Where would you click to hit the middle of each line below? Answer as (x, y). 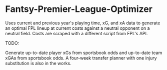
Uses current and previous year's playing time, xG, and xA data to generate (83, 23)
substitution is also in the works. (38, 63)
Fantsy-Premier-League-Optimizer (79, 9)
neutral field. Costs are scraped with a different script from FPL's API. (76, 33)
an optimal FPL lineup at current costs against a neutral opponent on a (77, 28)
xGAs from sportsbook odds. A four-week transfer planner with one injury (81, 58)
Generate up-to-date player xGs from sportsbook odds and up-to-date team (84, 53)
